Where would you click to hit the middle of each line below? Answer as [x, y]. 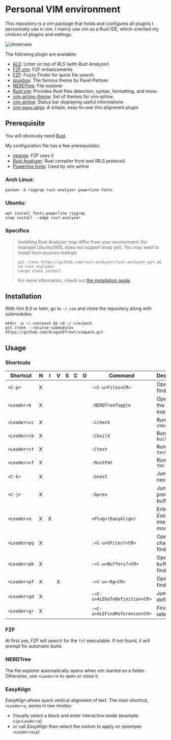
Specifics [17, 231]
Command [122, 376]
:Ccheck [101, 423]
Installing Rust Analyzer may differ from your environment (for [82, 242]
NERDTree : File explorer [38, 86]
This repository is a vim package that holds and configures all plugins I [79, 23]
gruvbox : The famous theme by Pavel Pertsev [60, 80]
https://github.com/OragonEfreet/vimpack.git [54, 333]
